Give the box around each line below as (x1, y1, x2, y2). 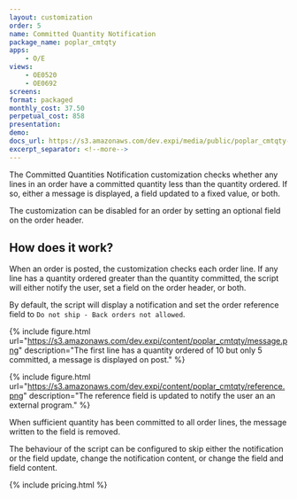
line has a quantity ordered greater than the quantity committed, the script (9, 273, 279, 284)
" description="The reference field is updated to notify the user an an (23, 391, 276, 402)
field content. (9, 463, 57, 473)
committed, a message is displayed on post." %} (9, 355, 186, 365)
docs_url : (9, 136, 46, 145)
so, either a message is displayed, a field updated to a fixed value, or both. (9, 188, 280, 199)
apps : (9, 46, 29, 55)
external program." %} (9, 400, 91, 410)
